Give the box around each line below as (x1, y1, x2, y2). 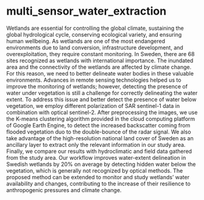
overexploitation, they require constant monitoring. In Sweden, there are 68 (6, 50, 195, 57)
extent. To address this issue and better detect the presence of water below (6, 96, 197, 103)
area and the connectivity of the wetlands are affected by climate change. (6, 63, 192, 71)
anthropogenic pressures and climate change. (6, 186, 122, 193)
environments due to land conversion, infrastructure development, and (6, 44, 184, 51)
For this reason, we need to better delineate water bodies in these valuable (6, 70, 194, 77)
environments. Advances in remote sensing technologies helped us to (6, 76, 181, 84)
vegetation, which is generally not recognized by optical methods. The (6, 166, 183, 174)
